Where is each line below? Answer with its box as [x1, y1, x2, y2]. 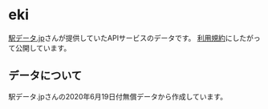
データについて [8, 69, 83, 83]
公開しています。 [14, 42, 71, 53]
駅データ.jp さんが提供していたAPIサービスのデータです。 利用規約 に [8, 33, 233, 42]
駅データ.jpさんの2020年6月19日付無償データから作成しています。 [8, 91, 227, 101]
